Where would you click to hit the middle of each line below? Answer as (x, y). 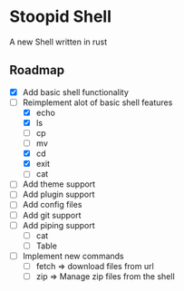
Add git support (52, 215)
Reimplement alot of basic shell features (97, 102)
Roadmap (37, 70)
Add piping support (58, 225)
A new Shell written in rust (58, 42)
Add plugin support (58, 194)
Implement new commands (73, 256)
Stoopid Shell (60, 17)
